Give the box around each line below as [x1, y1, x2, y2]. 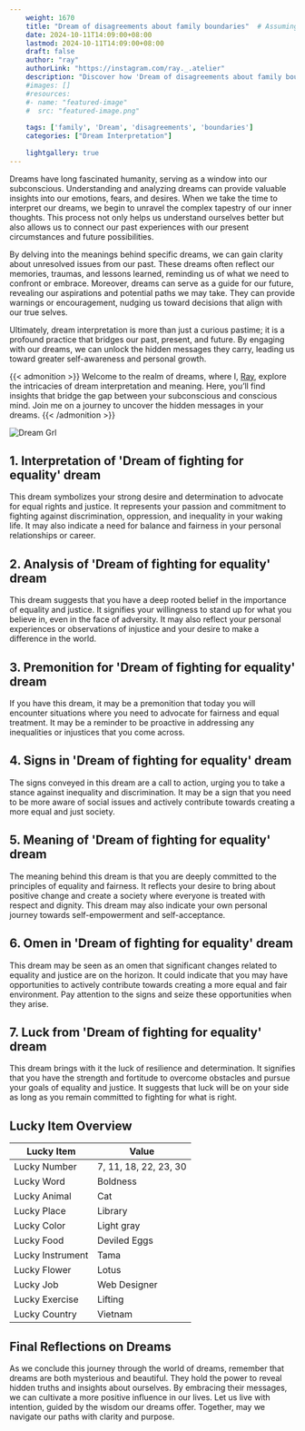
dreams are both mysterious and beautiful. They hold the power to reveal [9, 1372, 282, 1383]
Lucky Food [14, 1234, 64, 1247]
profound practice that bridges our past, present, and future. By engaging [9, 333, 285, 345]
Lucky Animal [14, 1190, 72, 1203]
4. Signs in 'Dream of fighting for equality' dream [9, 753, 292, 768]
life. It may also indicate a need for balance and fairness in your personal [9, 520, 281, 531]
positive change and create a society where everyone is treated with [9, 890, 266, 901]
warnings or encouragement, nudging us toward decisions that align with [9, 297, 283, 308]
